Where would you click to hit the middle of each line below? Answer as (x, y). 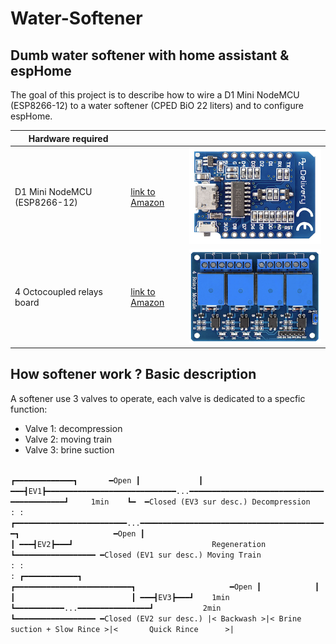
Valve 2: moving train (68, 439)
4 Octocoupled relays (59, 292)
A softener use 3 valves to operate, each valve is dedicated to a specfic (158, 398)
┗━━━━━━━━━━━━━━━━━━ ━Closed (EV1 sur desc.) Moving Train (136, 555)
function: (29, 409)
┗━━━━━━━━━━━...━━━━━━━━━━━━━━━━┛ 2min (116, 608)
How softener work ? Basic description (133, 374)
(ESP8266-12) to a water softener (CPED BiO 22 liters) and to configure (157, 105)
